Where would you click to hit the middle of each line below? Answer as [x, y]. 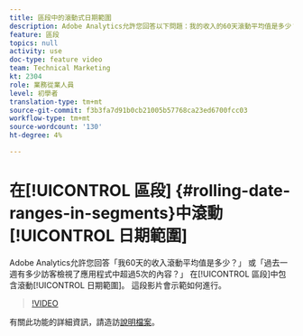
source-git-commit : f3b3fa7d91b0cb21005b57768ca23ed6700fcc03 [129, 110]
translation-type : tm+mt [56, 102]
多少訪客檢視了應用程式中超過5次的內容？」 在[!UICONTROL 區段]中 [151, 274]
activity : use [36, 51]
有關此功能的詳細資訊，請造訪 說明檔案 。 [84, 322]
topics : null [34, 43]
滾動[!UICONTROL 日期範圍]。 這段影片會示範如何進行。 [122, 285]
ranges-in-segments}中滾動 [116, 214]
